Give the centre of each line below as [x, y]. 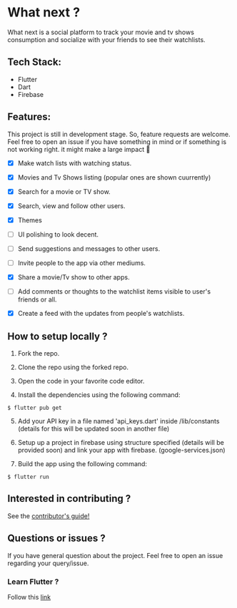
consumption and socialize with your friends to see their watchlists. [106, 39]
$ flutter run [29, 477]
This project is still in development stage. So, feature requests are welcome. [119, 134]
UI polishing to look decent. [58, 234]
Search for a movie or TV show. [64, 191]
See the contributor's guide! [49, 516]
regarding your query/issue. [48, 563]
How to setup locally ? [57, 336]
